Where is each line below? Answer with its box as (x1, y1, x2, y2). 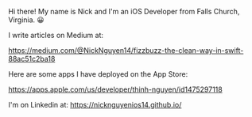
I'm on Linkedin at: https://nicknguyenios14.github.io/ (8, 100, 182, 109)
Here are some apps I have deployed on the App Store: (8, 70, 188, 78)
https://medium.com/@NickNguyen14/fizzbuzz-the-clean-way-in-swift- (8, 46, 244, 55)
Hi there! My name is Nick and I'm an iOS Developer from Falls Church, (8, 7, 240, 16)
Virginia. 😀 (8, 15, 45, 25)
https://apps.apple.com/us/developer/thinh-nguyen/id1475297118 (8, 85, 223, 94)
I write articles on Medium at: (8, 31, 104, 40)
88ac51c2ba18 (8, 55, 56, 63)
